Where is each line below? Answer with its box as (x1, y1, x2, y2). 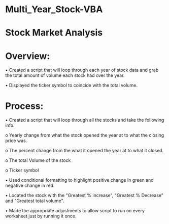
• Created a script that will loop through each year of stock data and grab (5, 67, 159, 73)
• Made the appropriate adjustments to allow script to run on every (5, 208, 145, 214)
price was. (5, 137, 27, 144)
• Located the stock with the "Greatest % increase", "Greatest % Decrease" (5, 192, 164, 199)
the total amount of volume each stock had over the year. (5, 72, 125, 78)
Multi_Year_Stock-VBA (5, 4, 103, 15)
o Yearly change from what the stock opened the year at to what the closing (5, 132, 164, 138)
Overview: (5, 50, 50, 62)
